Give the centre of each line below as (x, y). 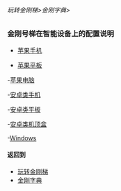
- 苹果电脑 (21, 80)
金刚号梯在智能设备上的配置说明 (61, 34)
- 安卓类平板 (24, 109)
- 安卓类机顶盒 (27, 124)
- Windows (22, 138)
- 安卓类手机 (24, 94)
